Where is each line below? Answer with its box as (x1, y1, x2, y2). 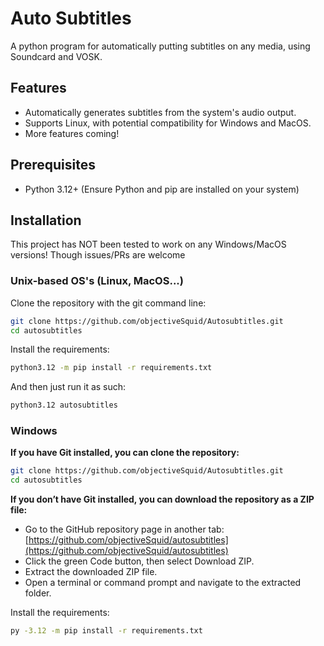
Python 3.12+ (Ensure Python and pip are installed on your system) (24, 183, 300, 195)
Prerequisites (10, 157, 96, 174)
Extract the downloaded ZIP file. (24, 566, 158, 578)
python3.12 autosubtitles (10, 400, 118, 411)
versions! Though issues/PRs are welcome (10, 249, 186, 261)
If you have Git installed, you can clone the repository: (10, 447, 240, 459)
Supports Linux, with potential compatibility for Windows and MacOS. (24, 117, 312, 129)
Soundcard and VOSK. (10, 50, 103, 62)
